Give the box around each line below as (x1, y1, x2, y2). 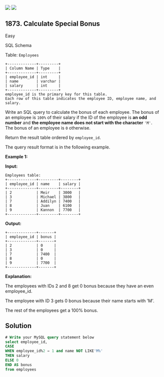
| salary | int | (5, 83, 61, 88)
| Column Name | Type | (5, 66, 61, 71)
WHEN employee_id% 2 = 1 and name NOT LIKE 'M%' (5, 349, 103, 354)
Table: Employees (5, 52, 39, 58)
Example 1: (5, 153, 28, 159)
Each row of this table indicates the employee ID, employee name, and (5, 96, 156, 101)
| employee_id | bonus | (5, 234, 56, 239)
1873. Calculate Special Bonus (5, 20, 100, 28)
